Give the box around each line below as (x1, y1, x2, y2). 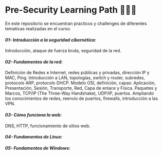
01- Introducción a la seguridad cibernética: (5, 37, 96, 43)
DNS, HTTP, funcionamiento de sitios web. (5, 123, 91, 129)
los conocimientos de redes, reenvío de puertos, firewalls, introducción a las (5, 96, 158, 101)
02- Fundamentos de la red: (5, 58, 63, 65)
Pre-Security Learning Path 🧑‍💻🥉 (5, 4, 137, 16)
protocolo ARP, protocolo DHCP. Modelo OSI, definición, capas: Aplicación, (5, 80, 156, 86)
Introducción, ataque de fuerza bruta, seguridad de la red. (5, 48, 122, 54)
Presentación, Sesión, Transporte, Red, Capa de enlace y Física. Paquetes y (5, 85, 157, 91)
